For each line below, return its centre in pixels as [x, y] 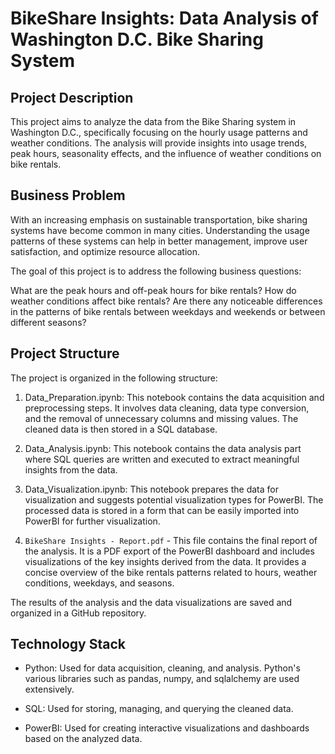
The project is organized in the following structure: [114, 378]
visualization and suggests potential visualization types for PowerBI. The [174, 499]
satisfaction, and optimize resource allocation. [105, 251]
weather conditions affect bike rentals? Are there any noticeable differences [166, 301]
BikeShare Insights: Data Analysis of [164, 18]
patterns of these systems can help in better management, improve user [159, 241]
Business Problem [68, 195]
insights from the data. [71, 469]
